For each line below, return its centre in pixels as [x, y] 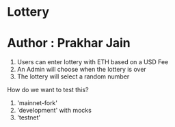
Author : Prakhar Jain [69, 43]
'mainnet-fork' [37, 103]
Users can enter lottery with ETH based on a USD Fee [93, 62]
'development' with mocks [54, 111]
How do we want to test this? [48, 90]
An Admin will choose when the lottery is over [82, 70]
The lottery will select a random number [73, 76]
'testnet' [29, 117]
